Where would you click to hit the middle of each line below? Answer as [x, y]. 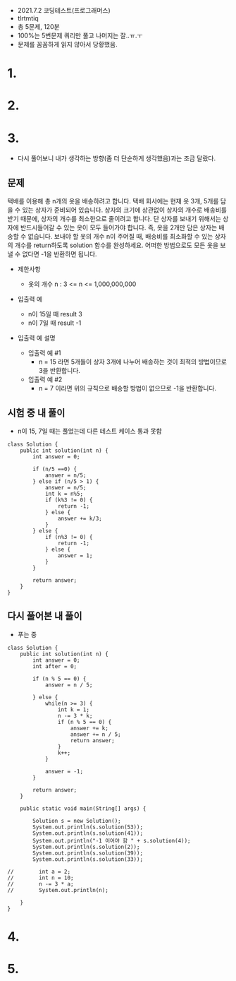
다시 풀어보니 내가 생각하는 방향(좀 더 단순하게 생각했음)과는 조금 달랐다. [117, 158]
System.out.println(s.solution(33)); [88, 859]
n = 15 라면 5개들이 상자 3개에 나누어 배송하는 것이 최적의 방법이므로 [133, 362]
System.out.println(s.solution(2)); [86, 847]
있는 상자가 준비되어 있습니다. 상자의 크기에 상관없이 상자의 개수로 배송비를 [125, 210]
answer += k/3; [80, 518]
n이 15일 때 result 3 [55, 314]
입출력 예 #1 [44, 353]
